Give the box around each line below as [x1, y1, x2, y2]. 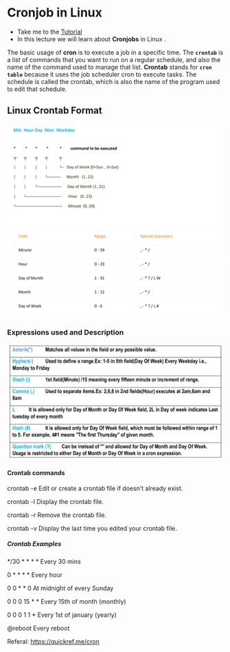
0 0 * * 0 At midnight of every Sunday [7, 584, 114, 592]
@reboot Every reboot [7, 624, 70, 632]
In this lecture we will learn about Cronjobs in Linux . [16, 34, 166, 43]
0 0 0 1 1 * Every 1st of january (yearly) [7, 611, 117, 619]
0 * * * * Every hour [7, 570, 63, 579]
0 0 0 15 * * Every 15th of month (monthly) [7, 597, 126, 605]
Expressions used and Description [7, 327, 124, 337]
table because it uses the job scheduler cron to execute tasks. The [7, 70, 197, 78]
